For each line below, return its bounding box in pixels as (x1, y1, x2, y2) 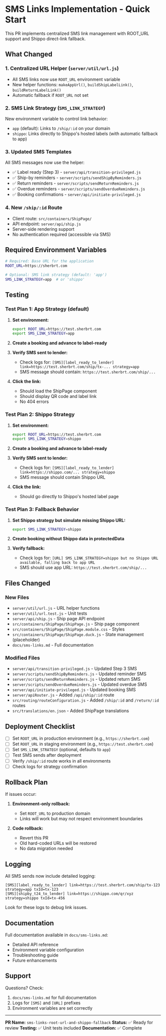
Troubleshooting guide (12, 952, 59, 958)
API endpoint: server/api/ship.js (12, 221, 82, 227)
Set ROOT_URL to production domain (19, 810, 90, 817)
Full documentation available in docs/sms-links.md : (5, 932, 109, 938)
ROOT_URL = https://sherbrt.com (5, 263, 68, 268)
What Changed (5, 50, 53, 59)
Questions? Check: (5, 985, 44, 991)
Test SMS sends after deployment (12, 752, 82, 758)
